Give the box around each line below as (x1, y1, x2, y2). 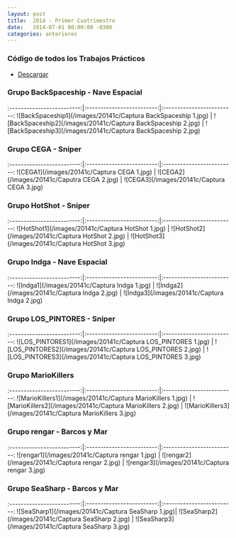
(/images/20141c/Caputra (7, 176, 82, 184)
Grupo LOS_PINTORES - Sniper (7, 313, 116, 323)
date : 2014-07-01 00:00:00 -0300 (7, 23, 113, 31)
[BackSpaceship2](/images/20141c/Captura (7, 119, 135, 127)
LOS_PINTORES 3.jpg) (136, 353, 201, 361)
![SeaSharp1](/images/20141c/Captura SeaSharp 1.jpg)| (16, 507, 177, 515)
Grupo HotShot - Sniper (7, 200, 90, 210)
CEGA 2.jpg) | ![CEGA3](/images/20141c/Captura (82, 176, 225, 184)
